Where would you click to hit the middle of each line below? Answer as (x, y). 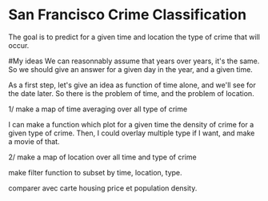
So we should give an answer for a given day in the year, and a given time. (131, 69)
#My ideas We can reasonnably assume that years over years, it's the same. (134, 61)
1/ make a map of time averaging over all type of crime (98, 109)
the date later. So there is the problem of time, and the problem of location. (131, 93)
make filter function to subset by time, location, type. (95, 172)
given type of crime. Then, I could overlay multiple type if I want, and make (132, 133)
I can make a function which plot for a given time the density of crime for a (131, 124)
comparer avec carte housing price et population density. (103, 188)
